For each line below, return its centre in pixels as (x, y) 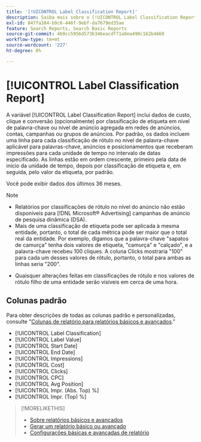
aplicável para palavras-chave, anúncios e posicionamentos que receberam (100, 147)
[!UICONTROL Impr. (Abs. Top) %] (57, 390)
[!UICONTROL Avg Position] (49, 384)
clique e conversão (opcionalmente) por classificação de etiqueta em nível (98, 121)
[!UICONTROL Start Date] (46, 346)
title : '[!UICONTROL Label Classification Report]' (72, 12)
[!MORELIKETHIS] (43, 408)
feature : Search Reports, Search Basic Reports (67, 28)
